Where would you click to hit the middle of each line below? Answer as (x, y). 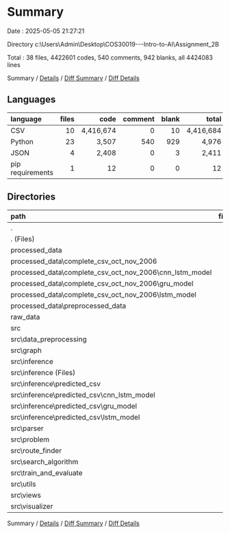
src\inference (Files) (43, 372)
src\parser (27, 428)
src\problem (30, 439)
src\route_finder (36, 450)
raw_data (25, 317)
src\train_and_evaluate (47, 472)
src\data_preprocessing (49, 339)
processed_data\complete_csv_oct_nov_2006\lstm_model (103, 294)
